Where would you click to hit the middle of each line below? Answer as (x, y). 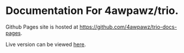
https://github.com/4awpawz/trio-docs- (128, 27)
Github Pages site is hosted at (42, 27)
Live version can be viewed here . (46, 44)
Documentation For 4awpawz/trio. (92, 11)
